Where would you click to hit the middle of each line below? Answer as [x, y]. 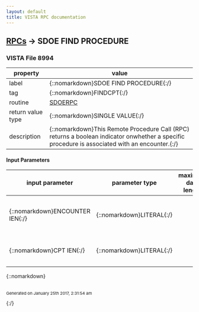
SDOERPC [64, 102]
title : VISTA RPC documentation [46, 17]
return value [26, 112]
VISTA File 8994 [30, 58]
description [25, 137]
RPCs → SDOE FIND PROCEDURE [68, 41]
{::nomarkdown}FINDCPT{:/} [89, 93]
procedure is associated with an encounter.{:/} [114, 144]
